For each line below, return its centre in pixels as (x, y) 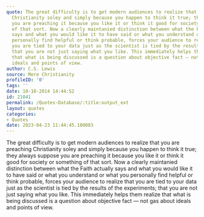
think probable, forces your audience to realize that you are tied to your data (102, 182)
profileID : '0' (25, 80)
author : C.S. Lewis (31, 69)
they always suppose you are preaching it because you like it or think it (95, 155)
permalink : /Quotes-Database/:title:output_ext (68, 102)
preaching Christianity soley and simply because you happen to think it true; (102, 149)
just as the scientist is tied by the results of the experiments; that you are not (102, 188)
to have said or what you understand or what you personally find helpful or (100, 175)
